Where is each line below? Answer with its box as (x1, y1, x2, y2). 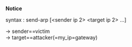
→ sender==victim (5, 28, 50, 35)
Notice (5, 5, 22, 12)
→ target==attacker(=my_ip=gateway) (5, 34, 98, 41)
